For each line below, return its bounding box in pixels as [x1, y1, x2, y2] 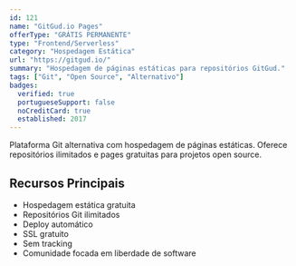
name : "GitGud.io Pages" [9, 22, 103, 31]
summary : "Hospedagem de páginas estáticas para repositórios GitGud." [9, 64, 285, 74]
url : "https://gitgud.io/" [9, 55, 111, 64]
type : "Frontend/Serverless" [9, 38, 119, 48]
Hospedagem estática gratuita [22, 199, 136, 210]
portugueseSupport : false [17, 97, 116, 107]
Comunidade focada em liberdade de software [22, 247, 196, 259]
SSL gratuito [22, 228, 70, 239]
